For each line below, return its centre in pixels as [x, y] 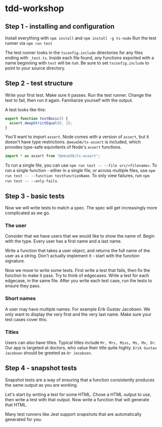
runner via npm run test [29, 43]
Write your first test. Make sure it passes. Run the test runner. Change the [78, 95]
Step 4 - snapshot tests [41, 368]
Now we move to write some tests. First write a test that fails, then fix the [78, 271]
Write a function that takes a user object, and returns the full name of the [78, 251]
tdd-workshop [35, 9]
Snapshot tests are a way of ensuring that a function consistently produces [80, 380]
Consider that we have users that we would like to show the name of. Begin [80, 236]
